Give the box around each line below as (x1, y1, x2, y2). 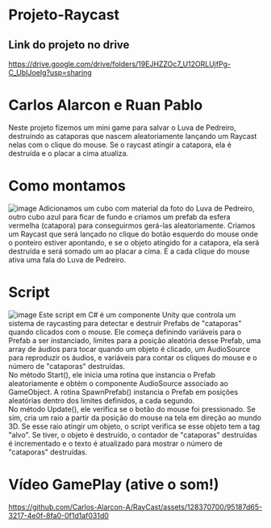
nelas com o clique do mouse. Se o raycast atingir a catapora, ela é (8, 140, 232, 149)
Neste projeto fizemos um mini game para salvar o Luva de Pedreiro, (8, 123, 236, 132)
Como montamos (8, 177, 127, 195)
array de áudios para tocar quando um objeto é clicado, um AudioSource (8, 344, 251, 354)
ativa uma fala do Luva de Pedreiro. (8, 254, 127, 264)
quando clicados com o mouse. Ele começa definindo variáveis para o (8, 327, 242, 337)
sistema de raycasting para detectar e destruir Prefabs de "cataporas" (8, 318, 242, 328)
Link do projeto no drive (8, 38, 130, 52)
